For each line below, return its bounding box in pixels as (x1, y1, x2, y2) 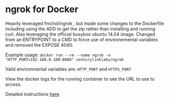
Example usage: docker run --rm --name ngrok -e (5, 52, 111, 58)
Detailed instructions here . (5, 91, 61, 97)
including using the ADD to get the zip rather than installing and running (5, 25, 156, 31)
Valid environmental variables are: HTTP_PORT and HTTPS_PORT (5, 66, 131, 72)
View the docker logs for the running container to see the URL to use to (5, 76, 155, 82)
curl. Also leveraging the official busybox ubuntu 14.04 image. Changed (5, 31, 155, 37)
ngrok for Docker (5, 4, 79, 15)
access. (5, 81, 22, 87)
